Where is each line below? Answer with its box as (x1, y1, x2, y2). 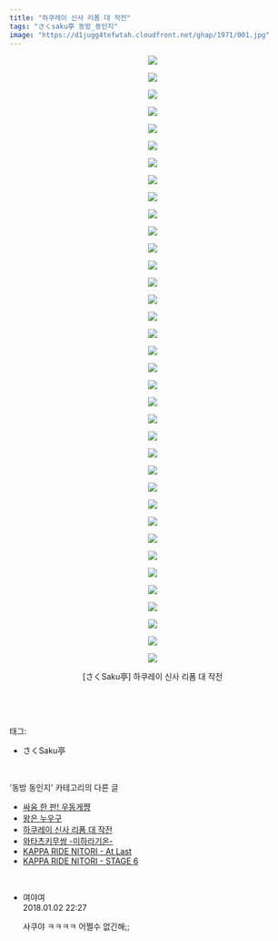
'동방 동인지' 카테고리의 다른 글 (9, 782, 119, 793)
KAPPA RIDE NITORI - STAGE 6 (22, 855, 139, 866)
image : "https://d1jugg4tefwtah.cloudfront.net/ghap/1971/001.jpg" (9, 30, 271, 39)
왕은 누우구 (22, 813, 63, 824)
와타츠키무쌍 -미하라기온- (22, 835, 114, 847)
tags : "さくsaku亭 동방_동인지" (9, 22, 118, 31)
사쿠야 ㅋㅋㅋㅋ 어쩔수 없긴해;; (22, 921, 130, 932)
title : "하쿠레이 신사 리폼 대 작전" (9, 13, 132, 23)
